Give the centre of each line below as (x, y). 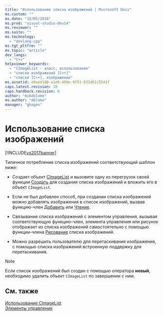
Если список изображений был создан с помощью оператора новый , (78, 271)
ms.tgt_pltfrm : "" (24, 46)
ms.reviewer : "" (21, 28)
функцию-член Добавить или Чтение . (51, 207)
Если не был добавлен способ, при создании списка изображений (81, 197)
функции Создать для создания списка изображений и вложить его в (84, 182)
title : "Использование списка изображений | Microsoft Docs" (68, 10)
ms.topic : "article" (26, 50)
